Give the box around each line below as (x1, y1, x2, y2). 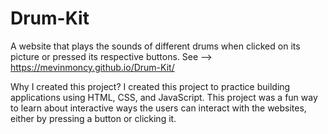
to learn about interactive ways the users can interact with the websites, (10, 102, 307, 114)
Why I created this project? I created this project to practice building (10, 80, 291, 92)
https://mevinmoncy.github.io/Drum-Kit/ (10, 61, 175, 73)
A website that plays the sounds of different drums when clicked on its (10, 40, 301, 52)
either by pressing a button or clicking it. (10, 112, 177, 124)
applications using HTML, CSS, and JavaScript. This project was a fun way (10, 91, 318, 103)
